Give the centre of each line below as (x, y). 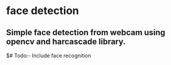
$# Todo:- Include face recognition (49, 56)
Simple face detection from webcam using (86, 32)
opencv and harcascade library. (66, 41)
